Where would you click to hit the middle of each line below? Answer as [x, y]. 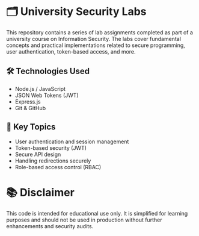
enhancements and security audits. [50, 226]
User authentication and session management [72, 141]
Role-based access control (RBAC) [58, 167]
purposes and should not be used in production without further [84, 220]
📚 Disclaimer [41, 192]
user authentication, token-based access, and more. [71, 51]
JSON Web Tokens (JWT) [47, 95]
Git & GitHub [30, 108]
